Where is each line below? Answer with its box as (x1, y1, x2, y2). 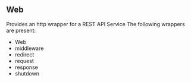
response (14, 64, 39, 71)
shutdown (14, 70, 40, 77)
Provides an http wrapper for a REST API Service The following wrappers (6, 20, 186, 27)
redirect (14, 51, 35, 58)
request (14, 57, 34, 64)
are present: (6, 27, 36, 34)
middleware (14, 45, 44, 52)
